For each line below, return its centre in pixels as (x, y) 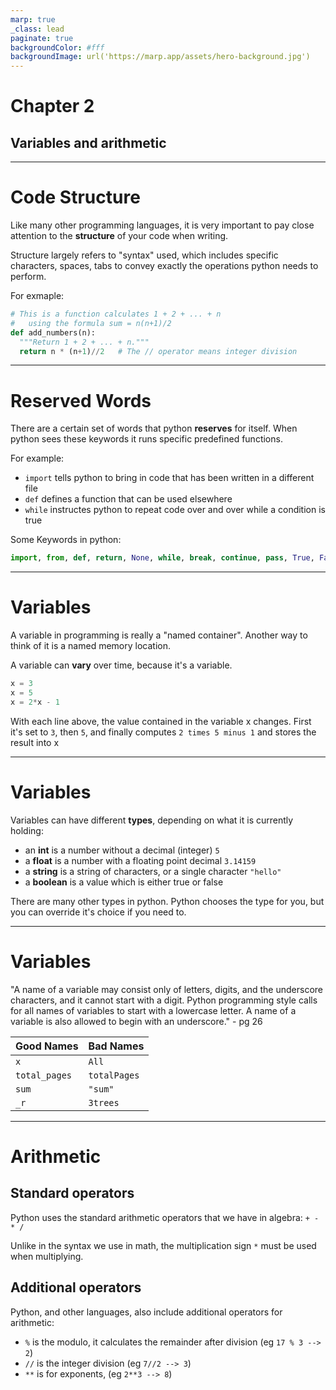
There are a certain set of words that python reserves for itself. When (154, 428)
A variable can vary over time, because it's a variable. (121, 665)
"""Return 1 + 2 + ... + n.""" (84, 342)
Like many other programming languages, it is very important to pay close (162, 225)
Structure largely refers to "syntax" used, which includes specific (144, 255)
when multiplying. (47, 1256)
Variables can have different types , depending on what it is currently (152, 820)
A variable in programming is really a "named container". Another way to (159, 635)
